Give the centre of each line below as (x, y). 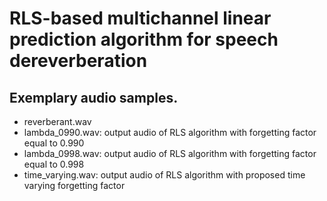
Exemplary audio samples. (94, 97)
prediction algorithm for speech (144, 39)
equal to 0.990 (54, 143)
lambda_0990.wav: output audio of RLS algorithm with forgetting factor (170, 132)
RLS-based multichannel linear (140, 18)
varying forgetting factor (74, 185)
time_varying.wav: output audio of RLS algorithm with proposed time (164, 175)
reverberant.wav (57, 121)
